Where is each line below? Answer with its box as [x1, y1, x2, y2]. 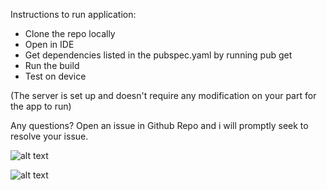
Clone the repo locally [24, 28, 116, 39]
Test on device [24, 70, 87, 82]
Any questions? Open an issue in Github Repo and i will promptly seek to [10, 120, 309, 131]
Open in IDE [24, 39, 75, 50]
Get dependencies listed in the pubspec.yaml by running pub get [24, 49, 293, 61]
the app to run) [10, 100, 72, 112]
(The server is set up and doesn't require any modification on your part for [10, 90, 317, 101]
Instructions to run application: [10, 9, 137, 20]
